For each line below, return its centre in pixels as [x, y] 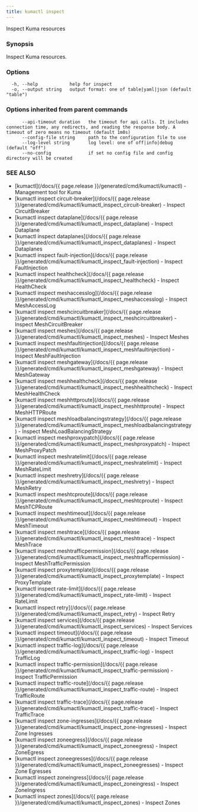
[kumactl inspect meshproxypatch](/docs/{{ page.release [85, 437]
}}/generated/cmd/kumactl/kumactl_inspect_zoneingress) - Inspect [97, 784]
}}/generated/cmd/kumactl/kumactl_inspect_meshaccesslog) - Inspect [101, 299]
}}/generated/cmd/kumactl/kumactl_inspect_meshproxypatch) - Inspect [102, 444]
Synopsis [20, 44]
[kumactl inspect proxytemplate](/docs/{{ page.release [82, 570]
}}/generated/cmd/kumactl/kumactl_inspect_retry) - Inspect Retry [95, 614]
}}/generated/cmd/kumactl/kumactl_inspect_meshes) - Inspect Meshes [102, 337]
